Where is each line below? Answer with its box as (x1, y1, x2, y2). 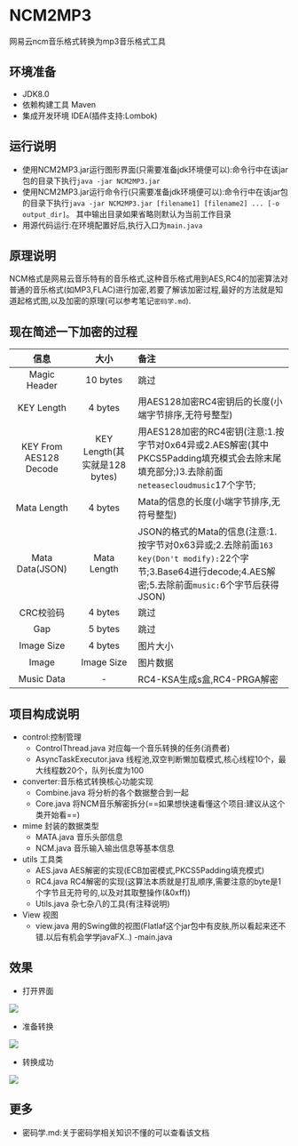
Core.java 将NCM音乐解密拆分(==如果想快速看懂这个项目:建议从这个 (35, 798, 286, 809)
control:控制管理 (21, 732, 82, 742)
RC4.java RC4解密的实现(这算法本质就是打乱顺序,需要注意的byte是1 (35, 877, 282, 886)
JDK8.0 (21, 88, 51, 99)
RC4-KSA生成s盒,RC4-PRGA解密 (137, 673, 279, 685)
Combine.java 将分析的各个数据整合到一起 (35, 788, 189, 797)
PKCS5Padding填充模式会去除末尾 (137, 453, 282, 465)
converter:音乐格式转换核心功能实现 (21, 776, 153, 787)
